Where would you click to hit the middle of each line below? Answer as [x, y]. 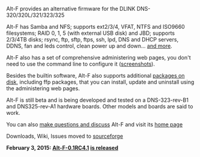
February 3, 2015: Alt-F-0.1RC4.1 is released [62, 148]
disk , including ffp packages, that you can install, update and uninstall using [100, 82]
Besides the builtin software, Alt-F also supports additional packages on [95, 75]
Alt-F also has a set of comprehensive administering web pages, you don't [98, 57]
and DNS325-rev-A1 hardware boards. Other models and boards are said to [100, 106]
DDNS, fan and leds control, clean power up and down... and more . [89, 46]
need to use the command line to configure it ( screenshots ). [81, 64]
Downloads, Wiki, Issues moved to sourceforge [65, 136]
